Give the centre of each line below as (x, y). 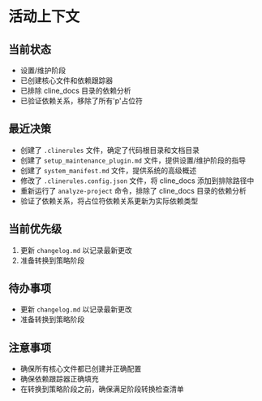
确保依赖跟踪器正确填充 (59, 379)
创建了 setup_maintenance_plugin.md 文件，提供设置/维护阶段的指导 (133, 160)
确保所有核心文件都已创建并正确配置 (81, 369)
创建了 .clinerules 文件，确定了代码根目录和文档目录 (110, 150)
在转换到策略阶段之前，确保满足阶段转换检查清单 (102, 389)
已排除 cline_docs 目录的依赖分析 (75, 91)
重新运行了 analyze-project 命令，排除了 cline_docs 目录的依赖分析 (133, 190)
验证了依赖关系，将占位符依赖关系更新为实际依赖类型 (109, 201)
